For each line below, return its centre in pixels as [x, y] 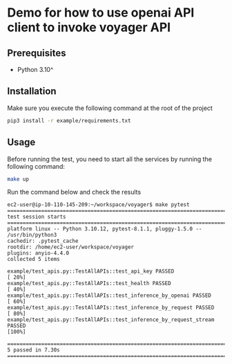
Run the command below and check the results [74, 192]
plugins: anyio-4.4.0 [38, 253]
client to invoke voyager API [89, 27]
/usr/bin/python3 [32, 235]
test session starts [37, 217]
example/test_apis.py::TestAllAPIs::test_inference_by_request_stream [111, 320]
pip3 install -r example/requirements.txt [69, 120]
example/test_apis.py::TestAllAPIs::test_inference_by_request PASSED [111, 308]
